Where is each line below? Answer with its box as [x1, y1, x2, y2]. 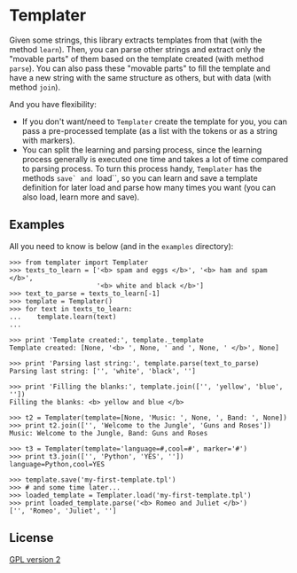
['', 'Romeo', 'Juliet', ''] [9, 506, 117, 515]
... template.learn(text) [9, 312, 117, 321]
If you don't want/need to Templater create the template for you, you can [21, 116, 288, 127]
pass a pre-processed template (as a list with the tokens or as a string [21, 125, 277, 136]
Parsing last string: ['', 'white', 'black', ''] [9, 366, 197, 375]
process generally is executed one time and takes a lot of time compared [21, 153, 289, 164]
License [9, 530, 54, 546]
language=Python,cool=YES [9, 459, 105, 468]
